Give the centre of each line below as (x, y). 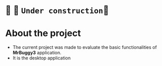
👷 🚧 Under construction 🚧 (57, 10)
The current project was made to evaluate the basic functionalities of (85, 47)
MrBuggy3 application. (37, 53)
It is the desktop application (42, 58)
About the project (43, 34)
